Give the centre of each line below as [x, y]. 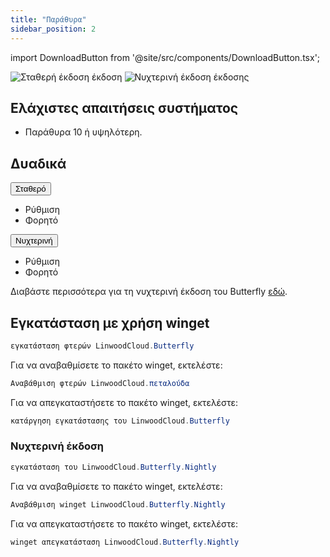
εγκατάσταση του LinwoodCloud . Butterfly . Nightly [113, 467]
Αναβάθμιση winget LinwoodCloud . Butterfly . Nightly [118, 504]
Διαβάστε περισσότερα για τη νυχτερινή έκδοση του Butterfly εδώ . [149, 292]
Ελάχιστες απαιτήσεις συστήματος [124, 107]
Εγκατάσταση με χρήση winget [110, 322]
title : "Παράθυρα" [48, 19]
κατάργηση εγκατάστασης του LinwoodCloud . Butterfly [120, 421]
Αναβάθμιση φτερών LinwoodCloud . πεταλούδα [100, 383]
